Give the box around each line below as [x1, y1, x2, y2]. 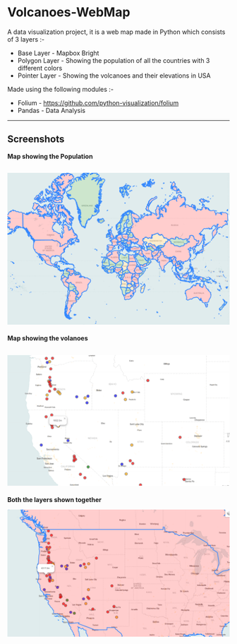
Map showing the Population [7, 152, 93, 160]
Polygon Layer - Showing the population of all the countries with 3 [17, 56, 210, 64]
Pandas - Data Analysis [17, 106, 86, 114]
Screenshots [7, 133, 65, 145]
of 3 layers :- [7, 35, 44, 43]
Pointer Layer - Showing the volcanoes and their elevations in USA [17, 71, 211, 80]
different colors [17, 64, 63, 72]
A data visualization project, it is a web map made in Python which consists [7, 28, 226, 36]
